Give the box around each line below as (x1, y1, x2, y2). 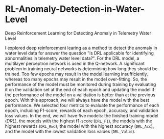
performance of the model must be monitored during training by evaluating (5, 81, 156, 87)
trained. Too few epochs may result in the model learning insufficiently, (5, 71, 148, 77)
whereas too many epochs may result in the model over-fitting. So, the (5, 76, 147, 82)
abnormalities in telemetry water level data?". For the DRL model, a (5, 55, 140, 61)
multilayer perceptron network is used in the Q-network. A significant (5, 60, 145, 66)
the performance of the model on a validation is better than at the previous (5, 92, 156, 98)
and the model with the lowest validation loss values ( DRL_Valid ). (5, 128, 136, 134)
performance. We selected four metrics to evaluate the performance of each (5, 102, 160, 108)
